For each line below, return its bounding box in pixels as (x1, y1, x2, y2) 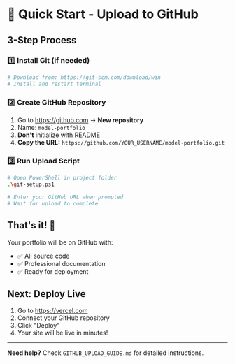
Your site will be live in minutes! (17, 328, 108, 337)
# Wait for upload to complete (7, 200, 99, 207)
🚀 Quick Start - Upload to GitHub (7, 6, 199, 22)
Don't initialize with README (17, 131, 100, 139)
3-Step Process (7, 34, 77, 46)
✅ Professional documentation (17, 259, 106, 268)
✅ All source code (17, 252, 70, 260)
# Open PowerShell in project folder (7, 175, 117, 182)
